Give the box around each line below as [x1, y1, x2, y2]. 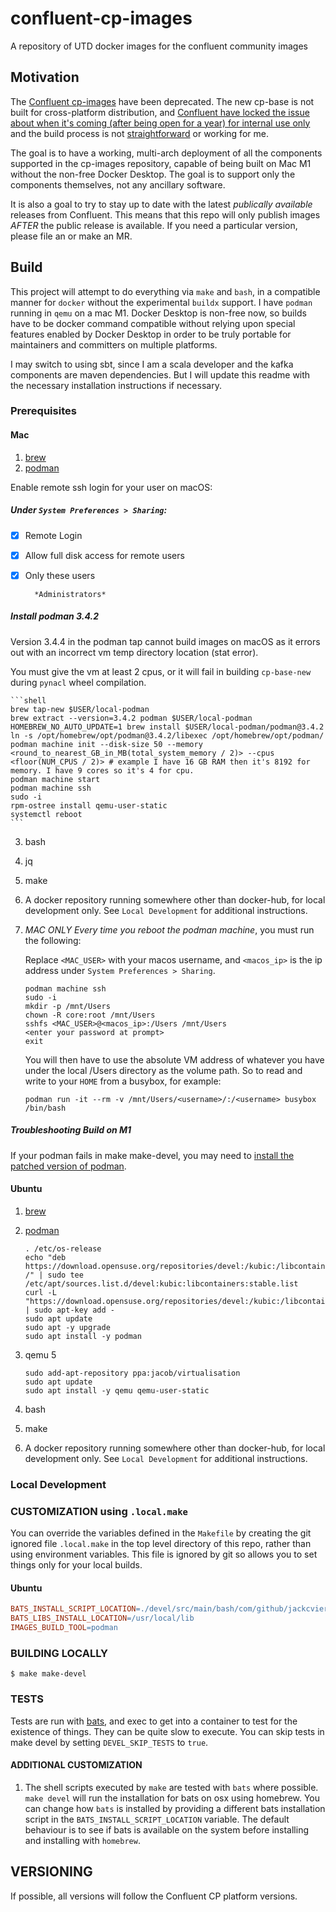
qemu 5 [24, 1348, 57, 1361]
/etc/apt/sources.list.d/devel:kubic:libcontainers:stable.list [24, 1278, 299, 1289]
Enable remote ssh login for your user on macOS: [10, 481, 213, 493]
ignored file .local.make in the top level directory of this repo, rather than [10, 1538, 312, 1550]
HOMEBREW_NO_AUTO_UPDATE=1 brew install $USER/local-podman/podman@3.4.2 [10, 722, 325, 732]
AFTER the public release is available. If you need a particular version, [10, 219, 298, 231]
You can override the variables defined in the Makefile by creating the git [10, 1527, 312, 1539]
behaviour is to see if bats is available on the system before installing [24, 1823, 309, 1836]
